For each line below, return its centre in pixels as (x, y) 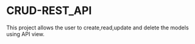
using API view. (25, 34)
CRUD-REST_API (49, 11)
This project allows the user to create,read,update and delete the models (97, 28)
